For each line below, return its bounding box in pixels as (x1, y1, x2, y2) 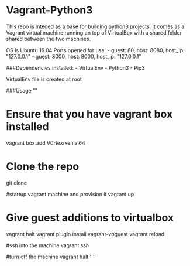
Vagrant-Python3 (6, 4, 93, 17)
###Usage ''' (6, 87, 38, 94)
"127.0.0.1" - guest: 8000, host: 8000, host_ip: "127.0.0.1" (6, 53, 141, 60)
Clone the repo (6, 160, 80, 173)
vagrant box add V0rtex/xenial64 (6, 139, 86, 146)
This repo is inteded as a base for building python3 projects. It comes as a (6, 23, 185, 30)
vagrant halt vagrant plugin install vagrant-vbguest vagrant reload (6, 230, 165, 237)
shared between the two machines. (6, 35, 91, 42)
